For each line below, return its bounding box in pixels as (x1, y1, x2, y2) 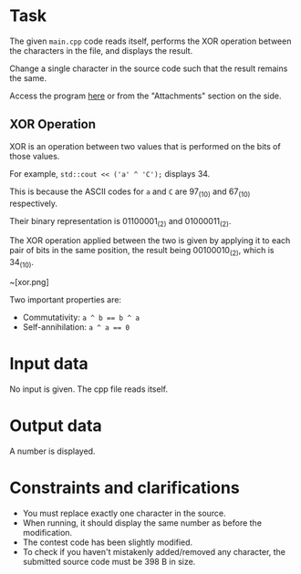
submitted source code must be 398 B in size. (22, 556, 196, 567)
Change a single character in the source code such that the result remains (9, 63, 288, 74)
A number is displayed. (9, 446, 96, 456)
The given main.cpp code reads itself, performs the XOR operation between (9, 36, 292, 46)
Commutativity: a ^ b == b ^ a (22, 312, 140, 323)
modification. (22, 527, 73, 538)
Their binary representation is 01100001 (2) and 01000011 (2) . (9, 215, 232, 229)
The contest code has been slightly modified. (22, 537, 193, 548)
